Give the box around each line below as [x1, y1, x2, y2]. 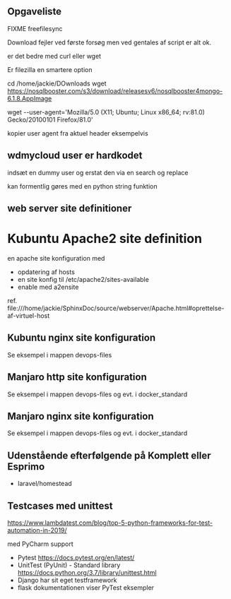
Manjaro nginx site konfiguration [7, 410, 154, 422]
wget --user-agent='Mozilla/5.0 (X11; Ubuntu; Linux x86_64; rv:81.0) [7, 107, 205, 116]
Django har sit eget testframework [17, 576, 117, 585]
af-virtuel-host [7, 311, 50, 320]
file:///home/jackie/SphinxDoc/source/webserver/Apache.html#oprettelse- [7, 304, 225, 312]
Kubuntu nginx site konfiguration [7, 332, 156, 344]
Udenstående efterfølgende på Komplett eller [7, 449, 211, 461]
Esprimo [7, 461, 45, 473]
